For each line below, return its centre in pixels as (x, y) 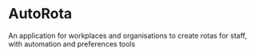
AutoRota (40, 14)
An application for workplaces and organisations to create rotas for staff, (128, 35)
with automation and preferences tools (72, 43)
